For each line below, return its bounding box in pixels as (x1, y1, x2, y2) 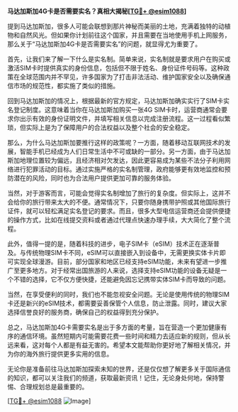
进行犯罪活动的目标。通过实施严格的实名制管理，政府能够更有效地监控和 (13, 165, 225, 173)
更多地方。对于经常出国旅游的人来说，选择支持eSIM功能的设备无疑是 (19, 266, 221, 274)
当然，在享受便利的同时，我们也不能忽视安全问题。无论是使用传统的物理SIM (7, 291, 230, 298)
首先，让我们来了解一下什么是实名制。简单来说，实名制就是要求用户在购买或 (7, 55, 231, 63)
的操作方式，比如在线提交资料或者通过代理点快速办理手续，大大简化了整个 (7, 216, 225, 224)
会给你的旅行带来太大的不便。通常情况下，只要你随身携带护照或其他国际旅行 (7, 198, 231, 206)
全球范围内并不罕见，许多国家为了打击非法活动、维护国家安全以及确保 (19, 72, 225, 81)
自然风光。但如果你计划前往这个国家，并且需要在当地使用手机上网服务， (19, 31, 231, 39)
